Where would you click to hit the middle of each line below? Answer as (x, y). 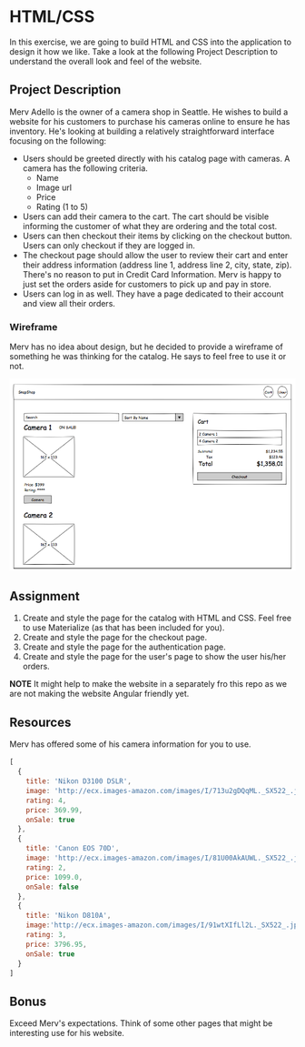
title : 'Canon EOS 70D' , (73, 849)
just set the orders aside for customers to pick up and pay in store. (147, 284)
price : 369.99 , (54, 810)
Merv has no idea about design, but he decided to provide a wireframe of (146, 347)
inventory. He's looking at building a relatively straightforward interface (142, 131)
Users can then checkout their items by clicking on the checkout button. (157, 236)
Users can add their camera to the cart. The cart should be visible (146, 216)
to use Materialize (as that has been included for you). (123, 628)
